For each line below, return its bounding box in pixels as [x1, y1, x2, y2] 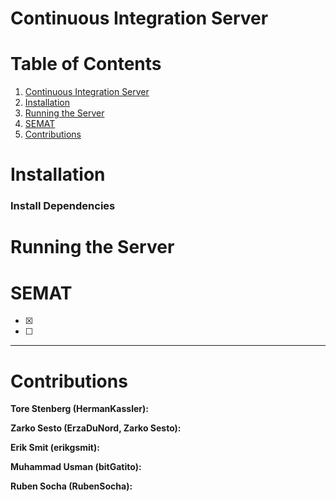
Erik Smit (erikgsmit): [10, 442, 100, 454]
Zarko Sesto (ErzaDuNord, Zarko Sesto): [10, 422, 182, 434]
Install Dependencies [10, 199, 116, 213]
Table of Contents [10, 53, 162, 76]
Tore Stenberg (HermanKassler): [10, 403, 149, 415]
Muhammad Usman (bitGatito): [10, 461, 142, 473]
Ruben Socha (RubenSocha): [10, 480, 133, 492]
